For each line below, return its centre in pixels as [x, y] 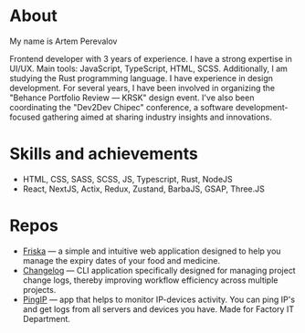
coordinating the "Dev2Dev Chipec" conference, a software [122, 107]
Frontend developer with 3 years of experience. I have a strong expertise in [151, 58]
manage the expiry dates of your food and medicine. [121, 260]
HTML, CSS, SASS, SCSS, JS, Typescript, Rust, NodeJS [127, 179]
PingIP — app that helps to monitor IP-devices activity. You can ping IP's [158, 299]
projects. [39, 289]
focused [25, 117]
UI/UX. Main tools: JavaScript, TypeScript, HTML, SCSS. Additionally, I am [148, 68]
